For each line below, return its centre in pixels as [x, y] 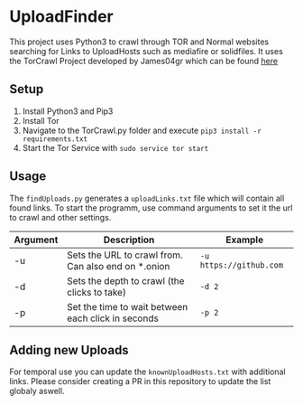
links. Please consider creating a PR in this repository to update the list [140, 381]
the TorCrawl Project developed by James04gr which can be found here [143, 61]
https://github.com [242, 265]
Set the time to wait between [128, 306]
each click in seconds [113, 318]
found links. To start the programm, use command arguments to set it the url [151, 207]
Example [244, 240]
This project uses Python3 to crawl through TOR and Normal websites [139, 42]
